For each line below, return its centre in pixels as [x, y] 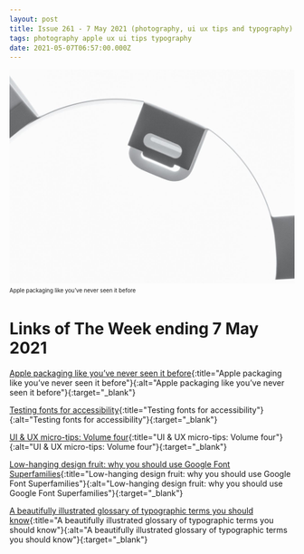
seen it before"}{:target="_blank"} [73, 392]
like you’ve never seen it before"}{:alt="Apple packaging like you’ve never [147, 382]
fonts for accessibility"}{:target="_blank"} [140, 419]
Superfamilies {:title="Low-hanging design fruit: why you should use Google [150, 473]
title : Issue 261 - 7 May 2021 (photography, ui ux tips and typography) [152, 29]
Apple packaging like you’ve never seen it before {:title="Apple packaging [146, 373]
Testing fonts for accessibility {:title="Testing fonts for [109, 410]
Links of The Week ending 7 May [134, 329]
